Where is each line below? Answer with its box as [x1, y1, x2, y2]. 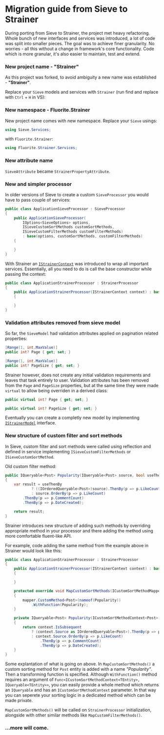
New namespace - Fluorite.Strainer [5, 106, 90, 113]
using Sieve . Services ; [5, 127, 51, 132]
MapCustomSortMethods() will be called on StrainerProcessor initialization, [5, 707, 152, 713]
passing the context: [5, 271, 46, 277]
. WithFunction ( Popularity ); [31, 602, 89, 607]
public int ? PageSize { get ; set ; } [5, 363, 80, 368]
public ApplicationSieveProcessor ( [14, 215, 86, 220]
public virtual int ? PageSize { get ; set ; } [5, 406, 97, 411]
